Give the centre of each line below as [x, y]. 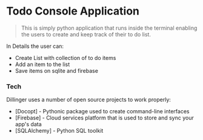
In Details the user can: [35, 46]
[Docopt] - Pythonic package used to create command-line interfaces [102, 112]
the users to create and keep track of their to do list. [86, 34]
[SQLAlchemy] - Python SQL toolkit [59, 131]
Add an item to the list [42, 64]
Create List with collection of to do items [65, 58]
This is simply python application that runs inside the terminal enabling [109, 28]
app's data [28, 124]
